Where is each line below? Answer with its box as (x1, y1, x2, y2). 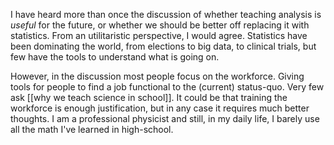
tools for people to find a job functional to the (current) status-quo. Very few (10, 81, 325, 93)
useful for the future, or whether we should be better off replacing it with (10, 19, 310, 31)
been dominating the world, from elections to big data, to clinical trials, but (10, 40, 317, 52)
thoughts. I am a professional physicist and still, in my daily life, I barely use (10, 113, 320, 124)
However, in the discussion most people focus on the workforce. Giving (10, 70, 305, 82)
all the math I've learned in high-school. (10, 124, 174, 135)
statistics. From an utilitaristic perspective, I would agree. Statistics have (10, 30, 308, 41)
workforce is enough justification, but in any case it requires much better (10, 102, 310, 114)
